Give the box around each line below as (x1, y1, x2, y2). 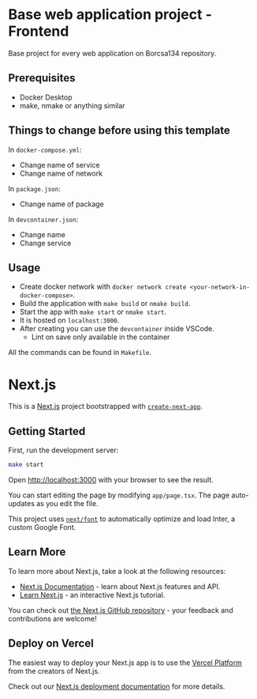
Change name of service (19, 160, 100, 169)
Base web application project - (8, 6, 213, 24)
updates (8, 499, 35, 508)
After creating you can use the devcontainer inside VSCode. (19, 324, 215, 334)
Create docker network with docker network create (19, 282, 187, 292)
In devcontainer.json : (8, 214, 79, 224)
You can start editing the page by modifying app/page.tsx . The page (8, 490, 230, 500)
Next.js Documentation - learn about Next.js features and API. (19, 581, 221, 591)
